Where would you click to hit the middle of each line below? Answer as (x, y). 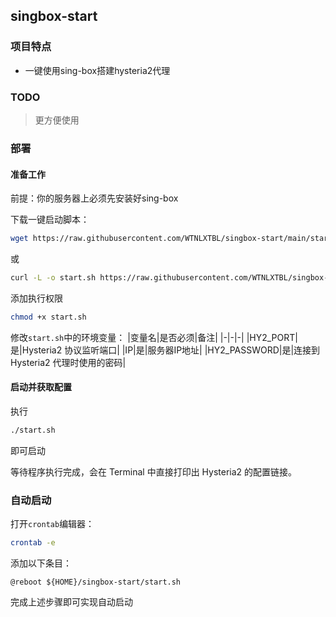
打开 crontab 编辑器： (52, 524)
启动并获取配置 (41, 387)
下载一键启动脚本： (50, 220)
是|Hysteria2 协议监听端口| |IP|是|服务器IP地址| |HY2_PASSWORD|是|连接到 (165, 350)
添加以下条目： (41, 563)
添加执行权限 (36, 298)
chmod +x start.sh (48, 317)
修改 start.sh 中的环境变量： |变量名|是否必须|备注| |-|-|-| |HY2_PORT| (154, 337)
